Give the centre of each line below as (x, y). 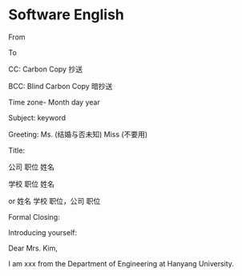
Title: (17, 150)
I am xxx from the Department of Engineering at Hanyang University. (121, 263)
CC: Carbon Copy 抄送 (45, 69)
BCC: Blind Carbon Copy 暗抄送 (60, 86)
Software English (66, 15)
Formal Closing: (34, 217)
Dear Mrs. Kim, (33, 248)
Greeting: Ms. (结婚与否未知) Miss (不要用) (78, 134)
